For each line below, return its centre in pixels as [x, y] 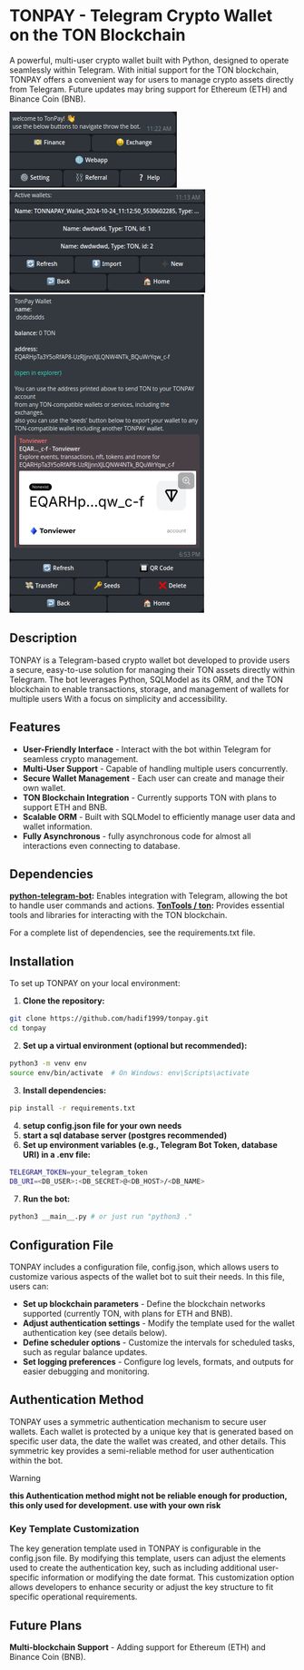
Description [43, 638]
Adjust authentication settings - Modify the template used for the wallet [158, 1323]
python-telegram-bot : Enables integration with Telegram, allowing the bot [149, 896]
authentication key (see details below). [95, 1333]
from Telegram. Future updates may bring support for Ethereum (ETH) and [148, 89]
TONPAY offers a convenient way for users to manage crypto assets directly [152, 79]
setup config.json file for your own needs [102, 1125]
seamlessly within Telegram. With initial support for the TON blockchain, [144, 70]
